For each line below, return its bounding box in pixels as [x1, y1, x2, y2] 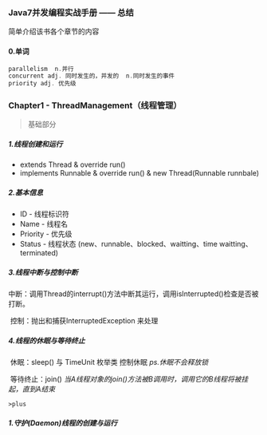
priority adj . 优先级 [8, 80, 77, 88]
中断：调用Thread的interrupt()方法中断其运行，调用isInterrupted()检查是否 [8, 289, 253, 299]
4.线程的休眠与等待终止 [8, 335, 85, 345]
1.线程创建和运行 [8, 140, 63, 149]
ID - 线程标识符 [19, 209, 69, 219]
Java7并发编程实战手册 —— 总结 [8, 6, 134, 18]
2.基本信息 [8, 188, 44, 197]
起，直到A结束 [8, 385, 56, 394]
